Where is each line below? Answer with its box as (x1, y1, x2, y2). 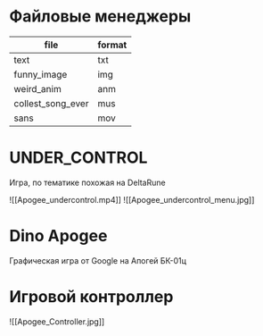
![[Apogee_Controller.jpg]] (9, 315, 105, 327)
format (97, 38, 127, 51)
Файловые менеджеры (9, 6, 192, 27)
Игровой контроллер (9, 287, 174, 307)
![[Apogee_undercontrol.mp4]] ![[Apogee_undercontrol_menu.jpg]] (9, 194, 255, 205)
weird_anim (13, 82, 62, 95)
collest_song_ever (13, 97, 89, 109)
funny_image (13, 68, 68, 80)
